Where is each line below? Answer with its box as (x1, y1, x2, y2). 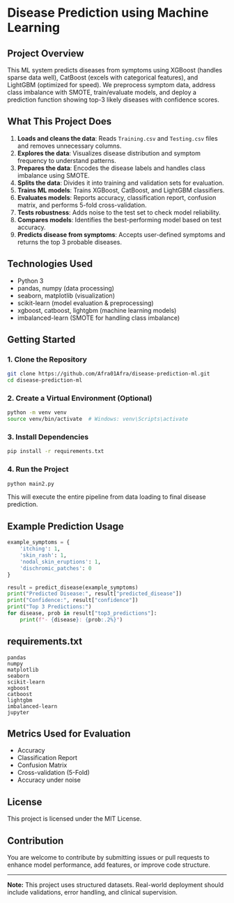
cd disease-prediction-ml (7, 377, 82, 384)
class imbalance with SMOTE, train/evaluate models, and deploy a (7, 88, 197, 96)
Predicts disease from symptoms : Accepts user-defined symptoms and (17, 230, 226, 238)
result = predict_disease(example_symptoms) (7, 584, 139, 591)
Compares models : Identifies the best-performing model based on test (17, 215, 222, 224)
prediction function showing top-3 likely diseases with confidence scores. (7, 95, 219, 104)
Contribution (7, 835, 64, 847)
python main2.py (7, 480, 54, 487)
